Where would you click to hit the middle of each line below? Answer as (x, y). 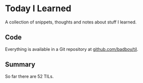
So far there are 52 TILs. (29, 76)
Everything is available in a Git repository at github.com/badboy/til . (72, 49)
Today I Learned (38, 9)
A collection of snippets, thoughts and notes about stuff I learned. (71, 22)
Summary (20, 65)
